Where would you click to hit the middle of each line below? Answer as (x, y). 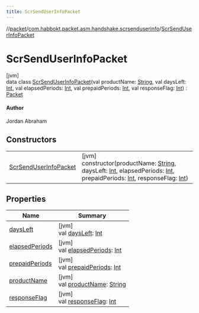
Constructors (31, 140)
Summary (92, 216)
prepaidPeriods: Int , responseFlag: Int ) (135, 178)
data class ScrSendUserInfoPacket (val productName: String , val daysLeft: (96, 81)
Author (15, 108)
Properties (26, 199)
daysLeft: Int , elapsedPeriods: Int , (128, 170)
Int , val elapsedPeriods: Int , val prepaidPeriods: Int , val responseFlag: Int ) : (97, 88)
